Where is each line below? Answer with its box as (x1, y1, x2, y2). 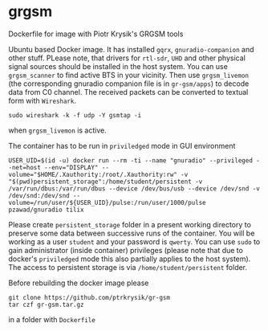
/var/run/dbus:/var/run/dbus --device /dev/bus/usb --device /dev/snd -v (8, 184, 261, 193)
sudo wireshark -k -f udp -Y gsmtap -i (8, 111, 142, 119)
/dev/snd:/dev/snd (8, 191, 70, 199)
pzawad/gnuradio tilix (8, 206, 84, 214)
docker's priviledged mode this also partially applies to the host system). (8, 254, 251, 264)
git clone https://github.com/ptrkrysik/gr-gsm (8, 293, 171, 301)
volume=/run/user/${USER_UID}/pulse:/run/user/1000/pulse (8, 198, 206, 206)
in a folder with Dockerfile (8, 314, 96, 324)
